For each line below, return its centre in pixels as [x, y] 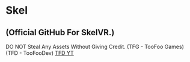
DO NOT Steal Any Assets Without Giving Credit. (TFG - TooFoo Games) [95, 46]
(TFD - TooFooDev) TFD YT [40, 53]
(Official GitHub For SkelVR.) [60, 32]
